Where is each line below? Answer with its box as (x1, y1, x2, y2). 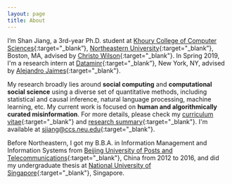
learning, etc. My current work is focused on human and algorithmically (7, 102, 218, 111)
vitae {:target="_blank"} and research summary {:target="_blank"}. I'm (7, 117, 208, 125)
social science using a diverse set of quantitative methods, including (7, 87, 207, 96)
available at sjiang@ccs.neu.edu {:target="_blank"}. (7, 125, 155, 133)
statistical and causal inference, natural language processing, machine (7, 94, 212, 103)
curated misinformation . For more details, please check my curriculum (7, 110, 214, 118)
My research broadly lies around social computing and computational (7, 80, 212, 88)
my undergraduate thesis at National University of (7, 161, 152, 169)
